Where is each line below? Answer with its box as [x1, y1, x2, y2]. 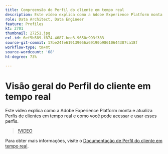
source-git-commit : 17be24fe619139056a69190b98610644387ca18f [5, 40, 138, 45]
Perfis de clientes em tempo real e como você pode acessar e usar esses [5, 113, 157, 119]
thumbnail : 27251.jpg [5, 31, 51, 36]
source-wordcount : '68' [5, 49, 55, 54]
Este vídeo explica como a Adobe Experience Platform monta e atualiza [5, 108, 153, 114]
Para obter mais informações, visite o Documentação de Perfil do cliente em [5, 138, 163, 144]
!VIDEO [17, 128, 33, 134]
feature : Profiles [5, 21, 44, 27]
